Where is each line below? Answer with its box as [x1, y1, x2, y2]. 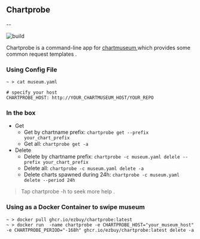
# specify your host [6, 89, 58, 95]
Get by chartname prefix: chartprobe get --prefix [23, 129, 149, 136]
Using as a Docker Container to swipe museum [6, 203, 145, 211]
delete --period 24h [23, 177, 75, 184]
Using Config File [6, 65, 57, 74]
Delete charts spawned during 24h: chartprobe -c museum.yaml [23, 171, 180, 178]
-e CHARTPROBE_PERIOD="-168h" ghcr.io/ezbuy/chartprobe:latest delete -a [6, 227, 195, 233]
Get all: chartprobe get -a [23, 141, 89, 148]
